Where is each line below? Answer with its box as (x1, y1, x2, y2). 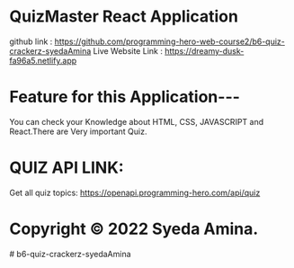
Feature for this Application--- (9, 87, 241, 107)
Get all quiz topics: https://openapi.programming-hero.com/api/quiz (9, 187, 261, 198)
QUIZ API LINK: (9, 157, 124, 178)
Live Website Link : (93, 45, 164, 56)
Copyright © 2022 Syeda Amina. (9, 219, 259, 239)
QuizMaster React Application (9, 6, 238, 27)
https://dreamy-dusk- (165, 45, 245, 56)
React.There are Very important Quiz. (9, 126, 147, 137)
